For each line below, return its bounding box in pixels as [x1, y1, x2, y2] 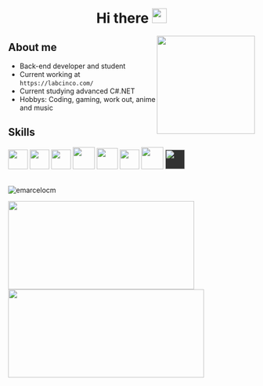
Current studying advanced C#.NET [19, 86, 135, 96]
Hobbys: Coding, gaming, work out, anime [19, 95, 156, 104]
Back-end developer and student [19, 61, 126, 71]
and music [19, 103, 53, 112]
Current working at [19, 70, 81, 78]
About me [8, 40, 57, 54]
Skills [8, 126, 35, 139]
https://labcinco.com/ [19, 79, 94, 87]
